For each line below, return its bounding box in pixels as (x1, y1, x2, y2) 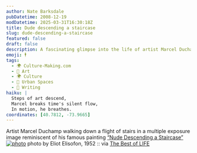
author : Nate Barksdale (6, 8, 64, 15)
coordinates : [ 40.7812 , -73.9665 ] (6, 112, 91, 117)
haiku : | (6, 90, 28, 96)
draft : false (6, 41, 38, 47)
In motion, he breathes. (11, 106, 72, 112)
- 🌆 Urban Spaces (11, 79, 54, 85)
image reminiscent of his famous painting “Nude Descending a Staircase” (6, 134, 184, 141)
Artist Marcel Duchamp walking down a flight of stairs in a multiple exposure (6, 128, 191, 135)
